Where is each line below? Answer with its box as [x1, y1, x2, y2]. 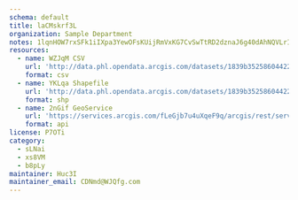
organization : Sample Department [9, 29, 133, 38]
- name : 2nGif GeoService [17, 104, 114, 112]
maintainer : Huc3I [9, 169, 77, 178]
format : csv [25, 71, 69, 80]
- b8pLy [17, 161, 46, 170]
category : [9, 136, 46, 145]
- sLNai [17, 144, 46, 153]
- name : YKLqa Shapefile [17, 79, 109, 88]
